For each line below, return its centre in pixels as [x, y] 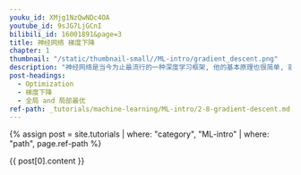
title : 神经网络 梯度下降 [52, 42]
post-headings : [38, 76]
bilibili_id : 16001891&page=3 [66, 34]
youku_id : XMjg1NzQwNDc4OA [60, 17]
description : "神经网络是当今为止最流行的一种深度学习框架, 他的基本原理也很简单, [147, 68]
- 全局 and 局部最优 [52, 100]
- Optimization [46, 84]
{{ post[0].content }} [47, 161]
